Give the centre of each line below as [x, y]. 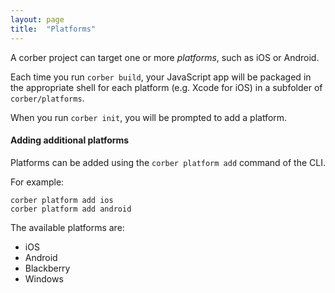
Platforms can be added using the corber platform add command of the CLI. [168, 162]
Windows [44, 278]
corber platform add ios [62, 200]
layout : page [37, 19]
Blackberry [47, 268]
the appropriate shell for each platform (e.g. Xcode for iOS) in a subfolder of [166, 87]
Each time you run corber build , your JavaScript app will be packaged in [161, 77]
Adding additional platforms [70, 140]
